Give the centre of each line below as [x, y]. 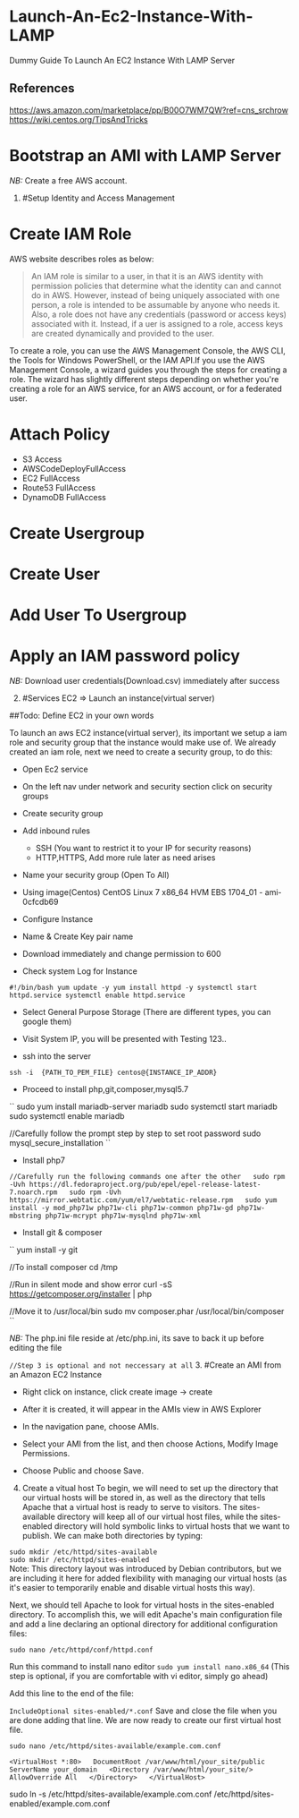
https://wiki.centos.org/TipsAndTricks [79, 119]
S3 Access [42, 459]
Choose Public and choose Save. [83, 1471]
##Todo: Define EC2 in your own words [82, 716]
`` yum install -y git [44, 1250]
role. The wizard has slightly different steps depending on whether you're [144, 379]
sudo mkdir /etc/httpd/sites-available [83, 1552]
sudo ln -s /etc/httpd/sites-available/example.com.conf [111, 1794]
